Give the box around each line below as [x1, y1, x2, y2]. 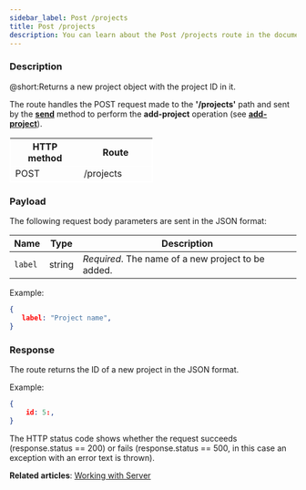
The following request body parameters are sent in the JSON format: [9, 215, 267, 226]
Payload [9, 195, 46, 208]
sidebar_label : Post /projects [9, 13, 128, 23]
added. [82, 263, 113, 276]
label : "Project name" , [21, 313, 112, 322]
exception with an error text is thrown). [9, 452, 155, 463]
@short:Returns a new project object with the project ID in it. [9, 81, 237, 92]
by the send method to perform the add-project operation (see [9, 108, 247, 119]
